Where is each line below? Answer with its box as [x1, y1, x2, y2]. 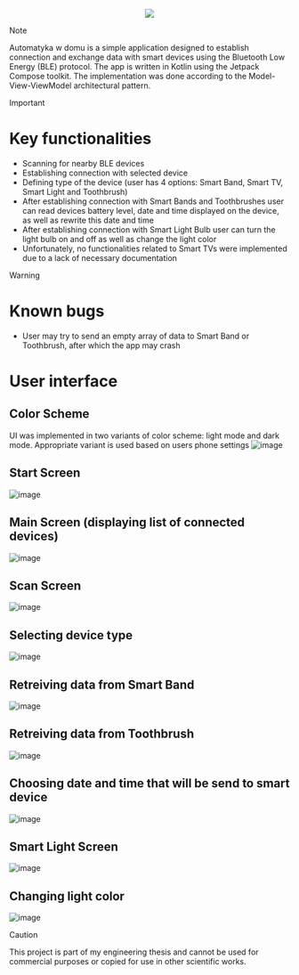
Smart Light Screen [9, 839, 118, 854]
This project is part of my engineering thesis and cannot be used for [9, 947, 260, 957]
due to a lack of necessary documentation [21, 252, 178, 263]
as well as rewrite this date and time [21, 215, 154, 225]
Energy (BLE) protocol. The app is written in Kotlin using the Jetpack [9, 61, 260, 71]
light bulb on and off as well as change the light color [21, 233, 217, 244]
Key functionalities [9, 129, 152, 149]
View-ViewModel [9, 80, 72, 91]
